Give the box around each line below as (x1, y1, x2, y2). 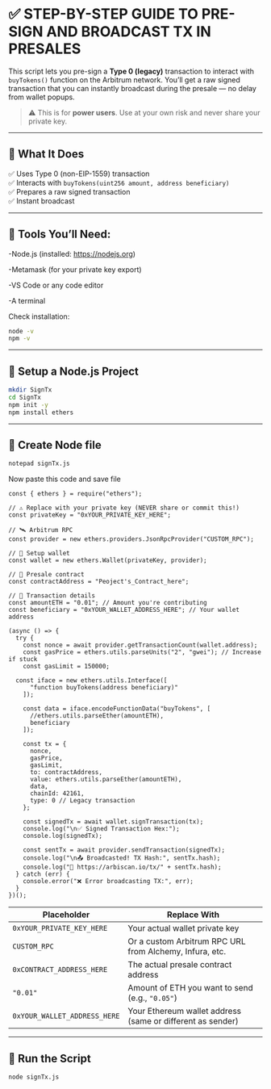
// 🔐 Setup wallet (8, 550, 70, 558)
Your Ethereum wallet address (127, 1006, 242, 1017)
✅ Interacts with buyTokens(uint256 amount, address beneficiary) (8, 178, 230, 187)
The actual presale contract (127, 959, 232, 970)
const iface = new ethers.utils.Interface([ (15, 676, 168, 685)
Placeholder (42, 909, 90, 920)
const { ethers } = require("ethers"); (8, 490, 143, 498)
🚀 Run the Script (8, 1051, 91, 1066)
